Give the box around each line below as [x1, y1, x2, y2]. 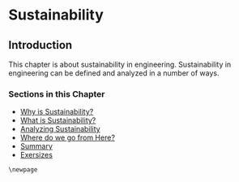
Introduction [8, 38, 73, 52]
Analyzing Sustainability [19, 124, 100, 134]
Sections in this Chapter [8, 88, 105, 99]
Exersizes [19, 150, 53, 160]
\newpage [8, 166, 38, 174]
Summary [19, 141, 53, 151]
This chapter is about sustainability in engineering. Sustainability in [8, 59, 232, 69]
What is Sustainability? [19, 115, 96, 125]
